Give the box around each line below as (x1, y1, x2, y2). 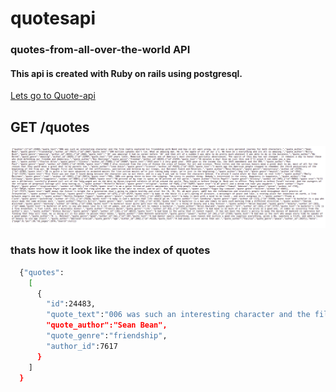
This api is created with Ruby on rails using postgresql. (10, 67, 243, 79)
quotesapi (10, 7, 97, 30)
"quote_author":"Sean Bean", (46, 320, 168, 331)
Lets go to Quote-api (10, 90, 96, 102)
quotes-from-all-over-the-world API (10, 43, 191, 57)
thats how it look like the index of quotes (10, 243, 211, 257)
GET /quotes (10, 118, 90, 136)
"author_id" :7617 (46, 341, 118, 351)
